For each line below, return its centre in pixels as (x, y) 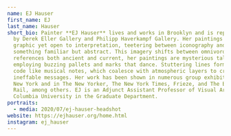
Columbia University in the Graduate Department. (86, 97)
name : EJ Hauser (30, 13)
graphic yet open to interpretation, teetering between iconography (113, 45)
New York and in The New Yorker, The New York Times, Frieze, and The (117, 84)
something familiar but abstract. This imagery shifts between (106, 52)
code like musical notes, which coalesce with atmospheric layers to (115, 71)
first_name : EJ (29, 20)
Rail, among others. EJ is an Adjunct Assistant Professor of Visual (115, 90)
